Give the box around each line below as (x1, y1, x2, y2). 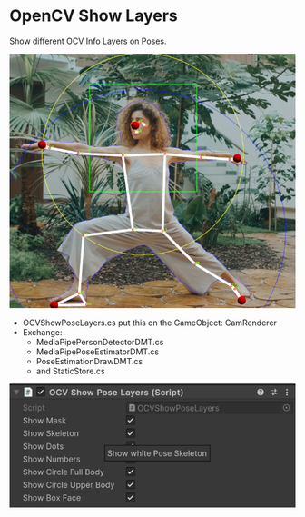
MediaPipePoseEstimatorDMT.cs (35, 346, 160, 357)
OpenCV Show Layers (9, 5, 179, 26)
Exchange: (22, 327, 63, 338)
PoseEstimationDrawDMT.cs (35, 356, 143, 367)
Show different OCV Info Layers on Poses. (9, 35, 167, 46)
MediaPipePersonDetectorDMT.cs (35, 337, 164, 348)
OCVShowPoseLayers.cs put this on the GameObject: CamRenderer (22, 317, 277, 328)
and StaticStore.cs (35, 365, 106, 377)
